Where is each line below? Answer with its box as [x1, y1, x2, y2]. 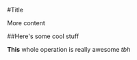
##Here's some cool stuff [7, 32, 79, 40]
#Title [7, 6, 24, 14]
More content [7, 19, 46, 27]
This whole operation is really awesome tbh [7, 46, 131, 53]
